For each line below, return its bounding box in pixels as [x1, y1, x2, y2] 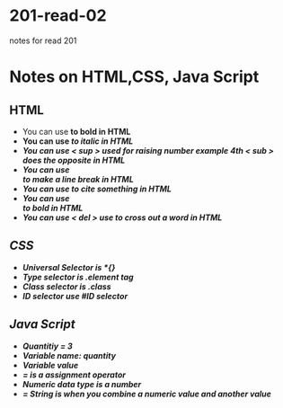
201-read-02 [9, 5, 107, 26]
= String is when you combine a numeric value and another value [22, 388, 272, 399]
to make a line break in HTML [22, 173, 135, 184]
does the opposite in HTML [22, 155, 126, 165]
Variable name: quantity [22, 350, 117, 360]
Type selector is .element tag [22, 271, 134, 282]
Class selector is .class [22, 280, 111, 292]
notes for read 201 [9, 35, 77, 46]
